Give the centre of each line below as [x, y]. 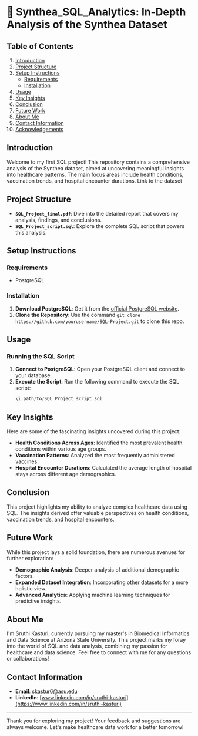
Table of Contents [40, 46]
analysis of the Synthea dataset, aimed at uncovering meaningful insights [95, 168]
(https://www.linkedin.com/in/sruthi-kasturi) [68, 704]
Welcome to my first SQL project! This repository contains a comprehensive [98, 162]
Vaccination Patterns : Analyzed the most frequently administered [95, 455]
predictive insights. [38, 601]
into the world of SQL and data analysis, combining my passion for [87, 646]
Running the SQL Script [41, 356]
